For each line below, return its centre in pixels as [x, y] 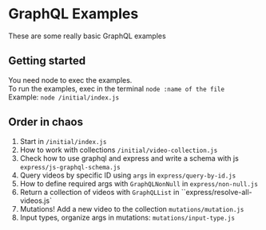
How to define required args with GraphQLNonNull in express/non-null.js [139, 183]
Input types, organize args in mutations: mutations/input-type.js [127, 217]
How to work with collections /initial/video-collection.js [119, 150]
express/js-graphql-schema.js [70, 167]
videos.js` [36, 201]
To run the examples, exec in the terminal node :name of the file [117, 88]
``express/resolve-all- [217, 192]
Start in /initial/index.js [63, 141]
